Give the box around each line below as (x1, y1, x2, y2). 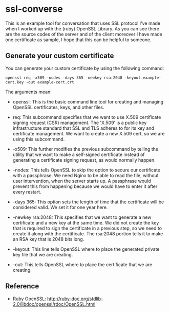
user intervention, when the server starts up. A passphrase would (12, 178, 151, 184)
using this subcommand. (12, 136, 65, 142)
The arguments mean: (5, 89, 52, 95)
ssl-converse (5, 3, 63, 15)
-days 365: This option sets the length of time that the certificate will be (12, 199, 164, 205)
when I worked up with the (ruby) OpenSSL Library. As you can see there (5, 25, 160, 31)
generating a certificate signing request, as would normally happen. (12, 157, 156, 163)
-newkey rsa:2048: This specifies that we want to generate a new (12, 214, 152, 220)
